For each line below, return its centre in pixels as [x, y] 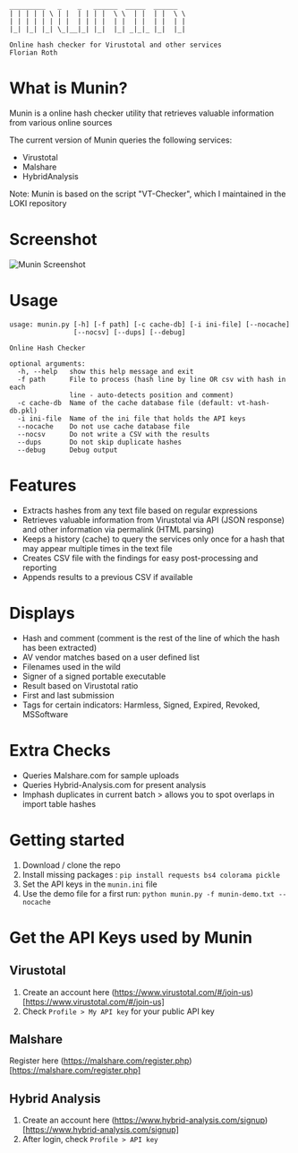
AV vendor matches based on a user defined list [111, 657]
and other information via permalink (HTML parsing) [118, 529]
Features [43, 485]
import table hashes [59, 803]
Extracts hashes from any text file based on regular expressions [140, 510]
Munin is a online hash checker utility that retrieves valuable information [142, 113]
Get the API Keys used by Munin [131, 937]
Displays [43, 613]
